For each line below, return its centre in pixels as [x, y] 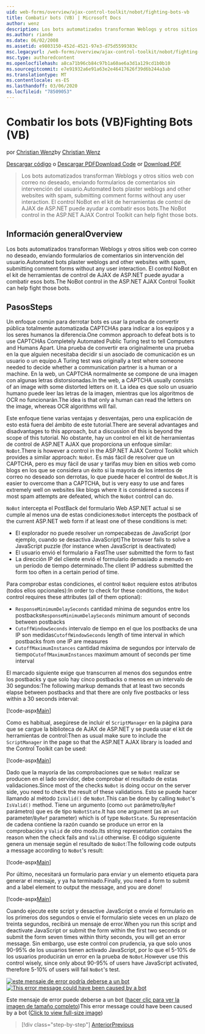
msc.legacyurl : [26, 52]
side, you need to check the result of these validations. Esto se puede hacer [102, 792]
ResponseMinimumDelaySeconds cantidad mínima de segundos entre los [103, 609]
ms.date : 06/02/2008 [33, 40]
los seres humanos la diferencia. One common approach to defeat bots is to [101, 335]
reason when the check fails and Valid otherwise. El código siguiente [93, 837]
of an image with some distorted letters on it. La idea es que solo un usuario [102, 387]
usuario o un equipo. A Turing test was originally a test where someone [95, 361]
